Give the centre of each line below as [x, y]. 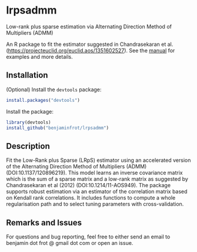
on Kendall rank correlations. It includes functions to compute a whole [91, 198]
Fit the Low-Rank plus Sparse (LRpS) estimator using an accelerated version [98, 160]
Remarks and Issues [44, 222]
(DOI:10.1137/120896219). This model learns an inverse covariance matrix [95, 173]
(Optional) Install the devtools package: [54, 89]
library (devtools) [29, 122]
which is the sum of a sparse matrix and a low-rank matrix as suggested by [97, 179]
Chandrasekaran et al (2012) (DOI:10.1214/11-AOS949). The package [89, 185]
